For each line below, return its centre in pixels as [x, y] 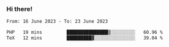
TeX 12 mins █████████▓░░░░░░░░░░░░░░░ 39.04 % [85, 38]
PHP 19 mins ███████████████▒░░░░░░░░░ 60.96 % [85, 33]
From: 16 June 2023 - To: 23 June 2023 [57, 22]
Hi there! [20, 9]
